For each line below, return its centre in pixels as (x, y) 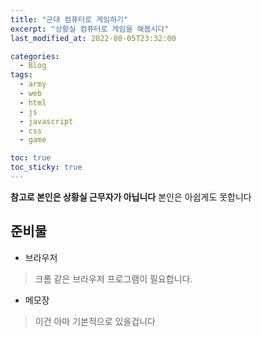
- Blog (33, 66)
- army (33, 84)
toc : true (31, 158)
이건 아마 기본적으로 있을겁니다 (95, 321)
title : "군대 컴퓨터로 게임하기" (69, 19)
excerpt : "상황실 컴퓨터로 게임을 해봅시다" (90, 29)
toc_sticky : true (46, 167)
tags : (21, 75)
